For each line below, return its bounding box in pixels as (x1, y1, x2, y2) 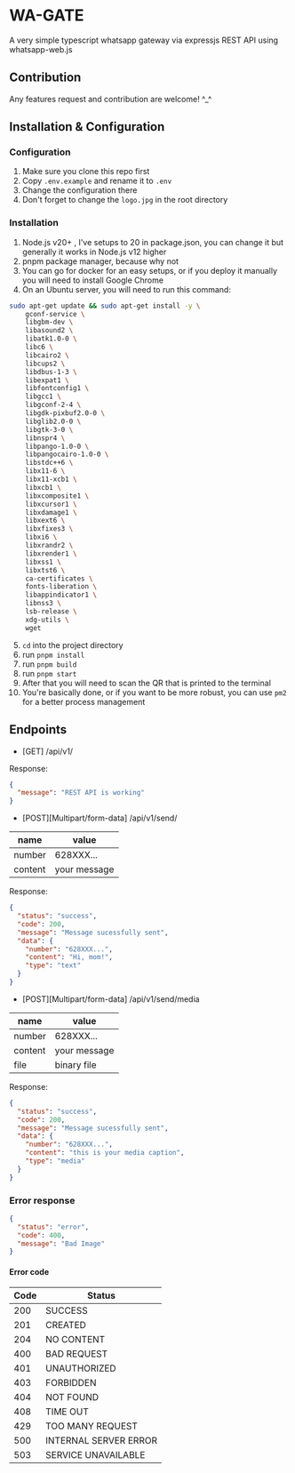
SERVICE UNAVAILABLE (45, 1448, 146, 1461)
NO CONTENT (45, 1333, 106, 1345)
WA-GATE (9, 5, 84, 26)
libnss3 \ (25, 599, 62, 608)
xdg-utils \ (25, 615, 69, 624)
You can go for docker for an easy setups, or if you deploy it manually (21, 265, 278, 276)
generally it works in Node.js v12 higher (21, 246, 167, 257)
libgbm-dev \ (25, 317, 74, 327)
